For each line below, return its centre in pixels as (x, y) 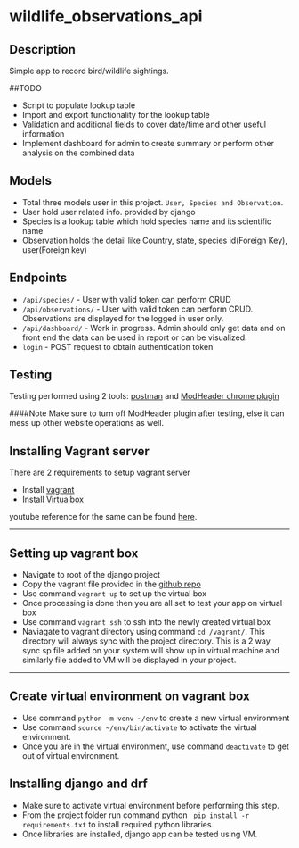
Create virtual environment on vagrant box (130, 697)
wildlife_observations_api (106, 17)
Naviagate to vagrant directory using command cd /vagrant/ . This (143, 632)
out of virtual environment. (71, 755)
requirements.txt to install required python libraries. (118, 824)
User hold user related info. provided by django (109, 212)
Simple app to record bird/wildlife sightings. (89, 71)
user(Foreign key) (54, 249)
